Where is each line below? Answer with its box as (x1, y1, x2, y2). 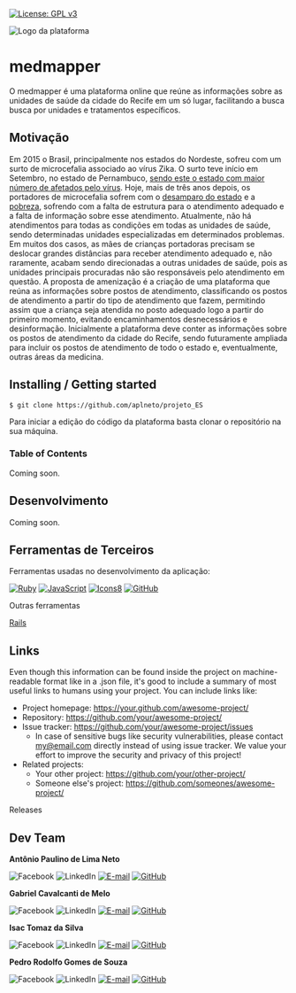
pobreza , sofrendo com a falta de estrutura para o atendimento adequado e (9, 200, 285, 212)
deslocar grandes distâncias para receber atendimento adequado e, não (9, 248, 272, 259)
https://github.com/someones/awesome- (125, 778, 276, 788)
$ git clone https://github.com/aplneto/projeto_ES (9, 400, 203, 409)
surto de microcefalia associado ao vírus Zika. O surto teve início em (9, 163, 259, 174)
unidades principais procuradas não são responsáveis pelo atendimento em (9, 267, 285, 277)
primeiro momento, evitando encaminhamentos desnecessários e (9, 314, 247, 324)
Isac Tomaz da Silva (9, 922, 84, 934)
